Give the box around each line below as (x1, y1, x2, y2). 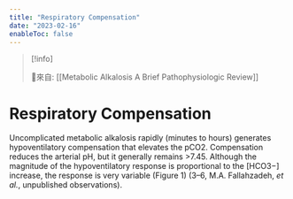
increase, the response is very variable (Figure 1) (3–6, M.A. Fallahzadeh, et (9, 170, 284, 181)
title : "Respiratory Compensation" (9, 12, 141, 22)
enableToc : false (9, 29, 73, 38)
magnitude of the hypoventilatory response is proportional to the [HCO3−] (9, 161, 280, 172)
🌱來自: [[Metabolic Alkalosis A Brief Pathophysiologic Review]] (30, 72, 259, 82)
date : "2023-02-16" (9, 21, 81, 30)
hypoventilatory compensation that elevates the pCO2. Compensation (9, 142, 264, 153)
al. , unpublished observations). (9, 180, 122, 190)
